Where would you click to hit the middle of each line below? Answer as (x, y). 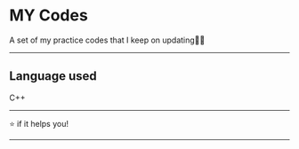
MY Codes (49, 16)
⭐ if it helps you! (39, 123)
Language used (53, 76)
